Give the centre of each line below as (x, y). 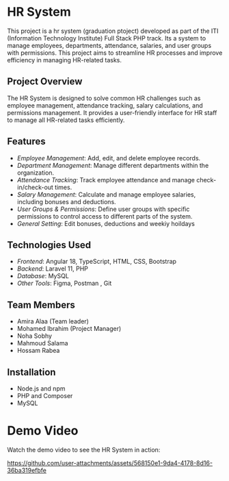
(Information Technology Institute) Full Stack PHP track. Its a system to (107, 38)
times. (63, 187)
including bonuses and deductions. (66, 201)
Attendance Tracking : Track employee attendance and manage (106, 180)
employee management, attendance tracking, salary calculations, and (105, 105)
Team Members (41, 305)
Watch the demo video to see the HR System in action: (84, 449)
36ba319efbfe (27, 470)
